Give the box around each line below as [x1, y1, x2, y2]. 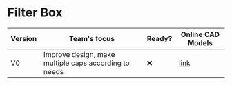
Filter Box [7, 5, 64, 21]
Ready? [146, 34, 173, 43]
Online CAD [180, 29, 220, 39]
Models [187, 38, 213, 47]
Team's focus [68, 34, 115, 43]
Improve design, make [43, 49, 115, 59]
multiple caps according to [43, 58, 130, 68]
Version [10, 34, 37, 43]
